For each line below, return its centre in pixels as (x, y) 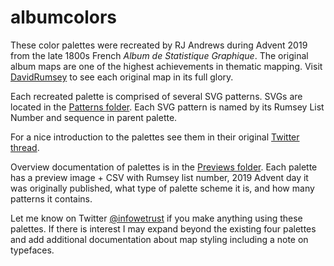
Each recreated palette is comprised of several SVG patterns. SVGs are (156, 96)
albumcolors (63, 17)
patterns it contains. (51, 198)
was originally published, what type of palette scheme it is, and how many (162, 188)
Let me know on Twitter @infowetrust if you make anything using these (156, 218)
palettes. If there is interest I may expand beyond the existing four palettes (163, 228)
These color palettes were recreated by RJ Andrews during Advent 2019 (159, 45)
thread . (25, 147)
